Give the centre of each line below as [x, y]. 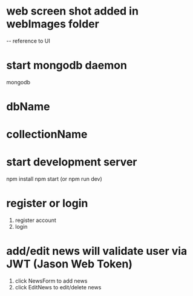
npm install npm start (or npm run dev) [54, 179]
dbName [28, 107]
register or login [47, 203]
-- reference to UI [28, 41]
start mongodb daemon [67, 66]
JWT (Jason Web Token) [70, 264]
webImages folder [53, 24]
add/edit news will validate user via [97, 251]
